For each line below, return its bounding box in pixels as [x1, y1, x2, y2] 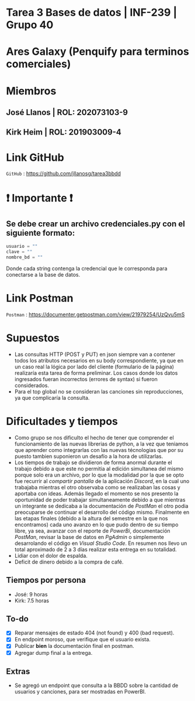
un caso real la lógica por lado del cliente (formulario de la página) [14, 363, 174, 370]
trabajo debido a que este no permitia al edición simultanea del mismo [14, 465, 184, 472]
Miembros [6, 84, 57, 98]
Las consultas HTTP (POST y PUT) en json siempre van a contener [14, 351, 176, 358]
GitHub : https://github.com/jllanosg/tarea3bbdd [6, 170, 121, 177]
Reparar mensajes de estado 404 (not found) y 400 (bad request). [14, 629, 175, 637]
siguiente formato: [6, 228, 75, 238]
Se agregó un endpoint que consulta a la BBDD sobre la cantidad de [14, 682, 179, 689]
